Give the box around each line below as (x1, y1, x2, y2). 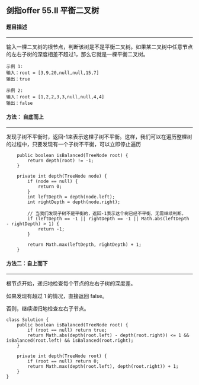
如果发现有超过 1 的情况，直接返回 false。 (6, 293, 108, 299)
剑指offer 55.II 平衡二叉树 (6, 5, 99, 16)
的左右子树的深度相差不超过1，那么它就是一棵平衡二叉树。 (6, 50, 149, 57)
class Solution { (6, 317, 49, 323)
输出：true (6, 76, 31, 82)
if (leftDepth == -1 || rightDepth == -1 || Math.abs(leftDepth (27, 216, 190, 222)
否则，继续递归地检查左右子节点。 (6, 305, 89, 312)
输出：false (6, 100, 33, 106)
